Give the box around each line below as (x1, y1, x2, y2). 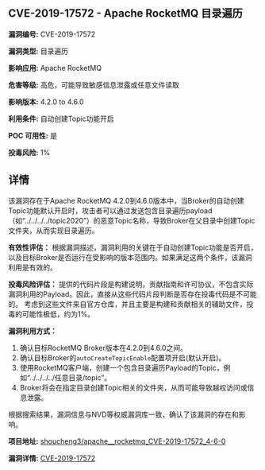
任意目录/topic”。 (54, 372, 112, 383)
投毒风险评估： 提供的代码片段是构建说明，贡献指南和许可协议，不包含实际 (8, 279, 254, 289)
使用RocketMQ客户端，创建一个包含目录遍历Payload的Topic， (19, 363, 224, 372)
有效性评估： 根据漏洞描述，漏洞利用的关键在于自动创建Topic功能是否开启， (8, 243, 258, 252)
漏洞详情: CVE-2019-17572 (8, 453, 96, 463)
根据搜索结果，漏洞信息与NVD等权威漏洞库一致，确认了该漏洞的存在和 (8, 410, 240, 419)
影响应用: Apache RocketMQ (8, 63, 102, 72)
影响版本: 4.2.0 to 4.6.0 (8, 97, 84, 107)
